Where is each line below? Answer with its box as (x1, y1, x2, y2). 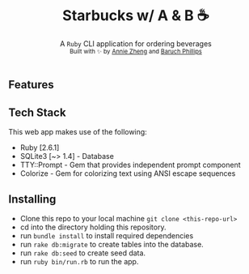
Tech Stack (8, 105, 66, 119)
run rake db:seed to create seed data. (19, 248, 146, 258)
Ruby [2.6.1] (19, 143, 60, 152)
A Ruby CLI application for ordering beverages (59, 38, 212, 49)
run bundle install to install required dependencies (19, 230, 194, 240)
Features (8, 78, 54, 92)
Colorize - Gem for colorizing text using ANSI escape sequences (19, 169, 236, 178)
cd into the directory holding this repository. (19, 222, 167, 232)
